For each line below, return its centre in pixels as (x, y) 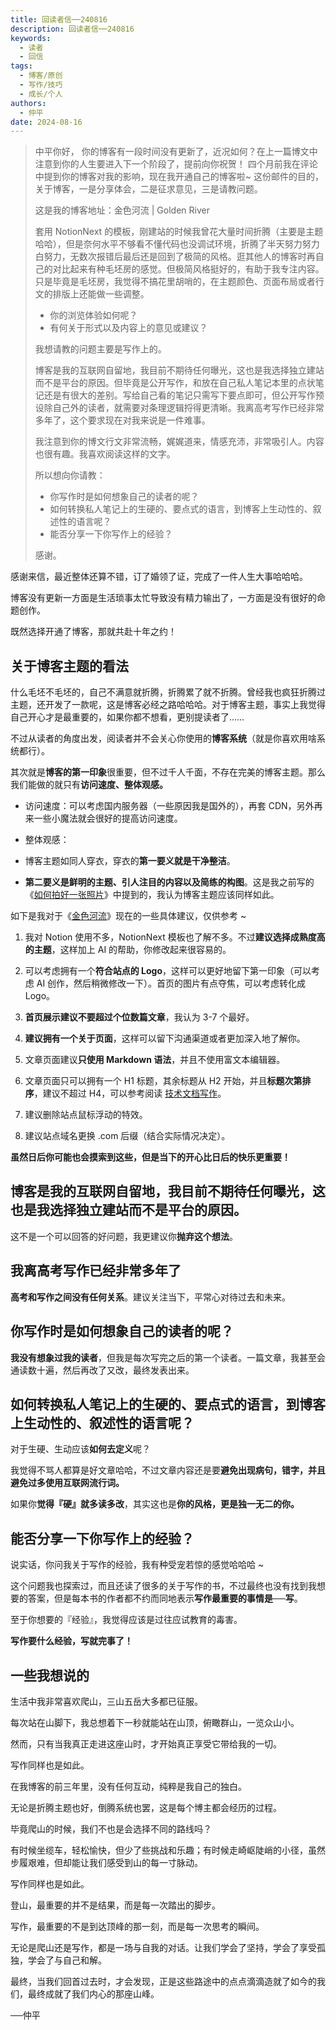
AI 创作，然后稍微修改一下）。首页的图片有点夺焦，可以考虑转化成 (171, 983)
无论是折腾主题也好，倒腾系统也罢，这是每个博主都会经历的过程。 (146, 1807)
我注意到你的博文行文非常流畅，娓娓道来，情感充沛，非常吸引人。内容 (179, 442)
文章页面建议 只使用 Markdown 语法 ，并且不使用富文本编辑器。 (155, 1060)
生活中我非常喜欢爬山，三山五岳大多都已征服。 (106, 1701)
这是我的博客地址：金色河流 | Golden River (122, 210)
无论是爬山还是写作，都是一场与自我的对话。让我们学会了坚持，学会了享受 (163, 1947)
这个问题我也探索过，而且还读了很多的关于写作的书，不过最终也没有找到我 (163, 1586)
